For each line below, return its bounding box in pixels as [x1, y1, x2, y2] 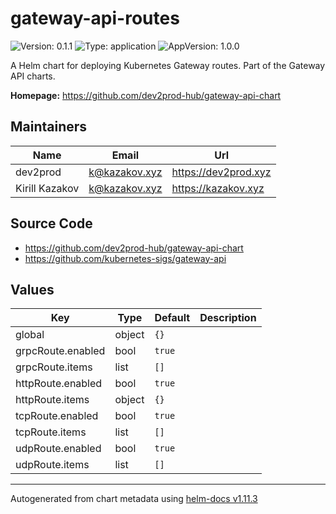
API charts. [10, 70, 56, 82]
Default [154, 311, 191, 325]
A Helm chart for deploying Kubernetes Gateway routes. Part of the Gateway [10, 59, 326, 71]
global [15, 328, 45, 342]
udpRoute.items [15, 458, 90, 472]
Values [10, 281, 55, 298]
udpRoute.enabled [15, 442, 102, 456]
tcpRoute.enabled [15, 409, 99, 423]
